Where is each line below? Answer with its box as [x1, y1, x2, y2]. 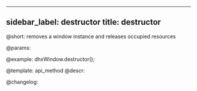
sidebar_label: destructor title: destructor [6, 17, 161, 27]
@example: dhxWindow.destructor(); [6, 55, 95, 62]
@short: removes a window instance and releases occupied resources [6, 33, 176, 40]
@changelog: [6, 78, 39, 85]
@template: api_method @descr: [6, 67, 85, 74]
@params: [6, 44, 31, 51]
